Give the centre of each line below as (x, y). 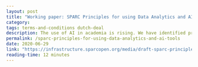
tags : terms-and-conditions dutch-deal (55, 28)
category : (18, 22)
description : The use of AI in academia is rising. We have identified (96, 33)
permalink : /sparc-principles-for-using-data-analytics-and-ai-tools (93, 38)
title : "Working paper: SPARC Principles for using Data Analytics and (96, 17)
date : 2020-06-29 (27, 44)
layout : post (22, 11)
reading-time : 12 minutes (38, 55)
